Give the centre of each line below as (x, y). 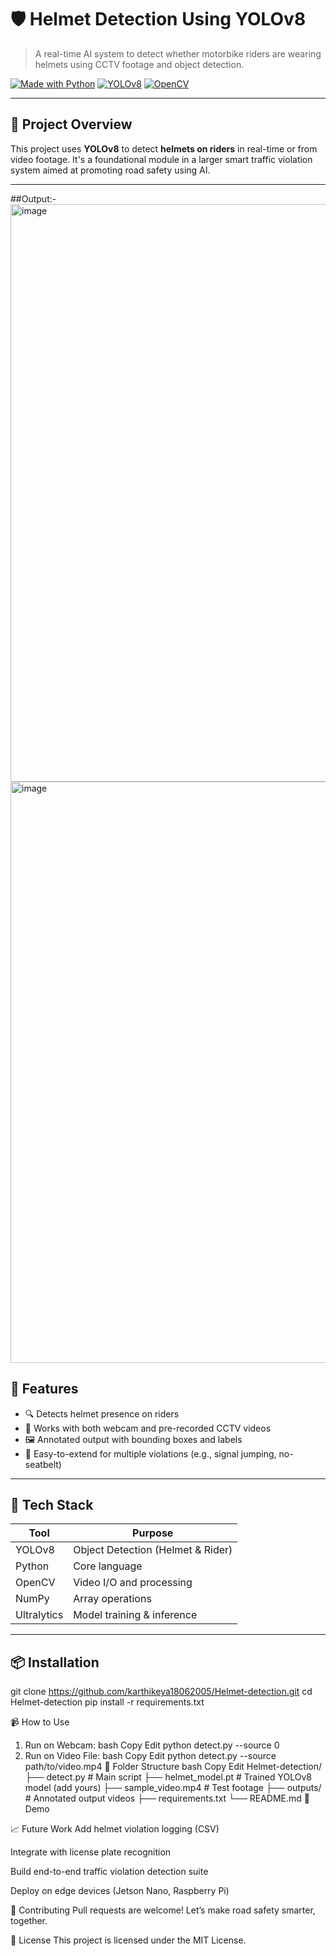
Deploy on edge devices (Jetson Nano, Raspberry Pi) (120, 1891)
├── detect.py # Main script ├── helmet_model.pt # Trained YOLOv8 (168, 1777)
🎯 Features (44, 1389)
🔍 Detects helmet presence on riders (102, 1413)
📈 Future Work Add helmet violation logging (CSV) (115, 1829)
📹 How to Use (40, 1722)
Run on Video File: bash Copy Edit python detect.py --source (150, 1756)
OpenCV (35, 1583)
